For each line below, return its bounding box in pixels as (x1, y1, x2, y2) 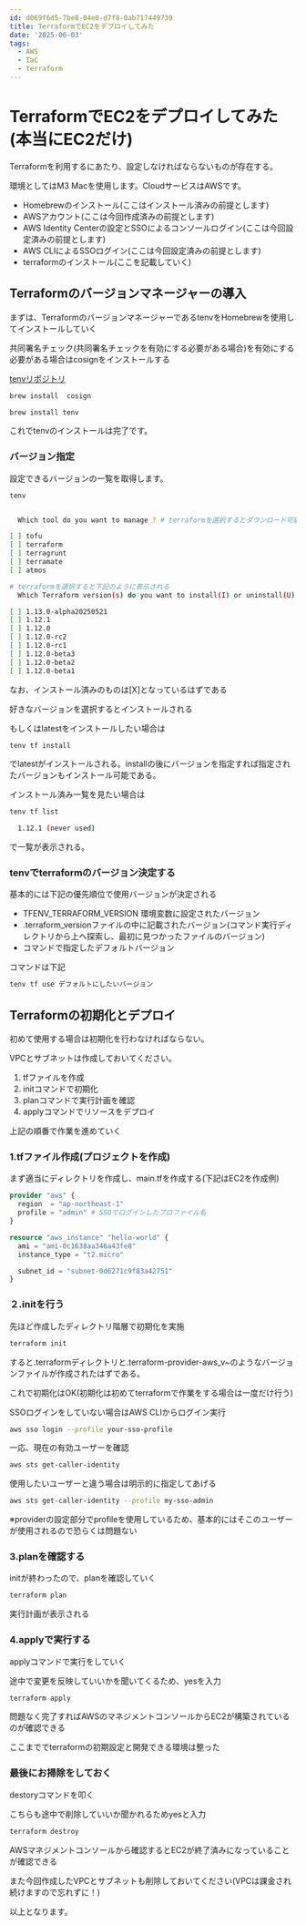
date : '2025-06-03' (9, 30, 84, 39)
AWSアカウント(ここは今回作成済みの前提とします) (22, 210, 215, 221)
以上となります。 (9, 1906, 73, 1917)
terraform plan (9, 1591, 67, 1600)
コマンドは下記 (9, 962, 66, 973)
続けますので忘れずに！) (9, 1887, 101, 1898)
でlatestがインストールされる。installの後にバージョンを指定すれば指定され (9, 758, 291, 770)
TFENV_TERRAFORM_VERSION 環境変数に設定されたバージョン (22, 908, 260, 919)
